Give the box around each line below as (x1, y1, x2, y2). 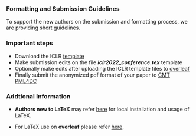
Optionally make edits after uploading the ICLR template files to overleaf (14, 65, 190, 72)
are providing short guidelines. (6, 24, 81, 31)
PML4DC (14, 77, 37, 84)
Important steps (6, 39, 53, 47)
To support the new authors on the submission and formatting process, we (6, 18, 188, 25)
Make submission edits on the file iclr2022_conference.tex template (14, 58, 183, 66)
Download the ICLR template (14, 52, 84, 59)
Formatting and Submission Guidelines (6, 5, 120, 13)
